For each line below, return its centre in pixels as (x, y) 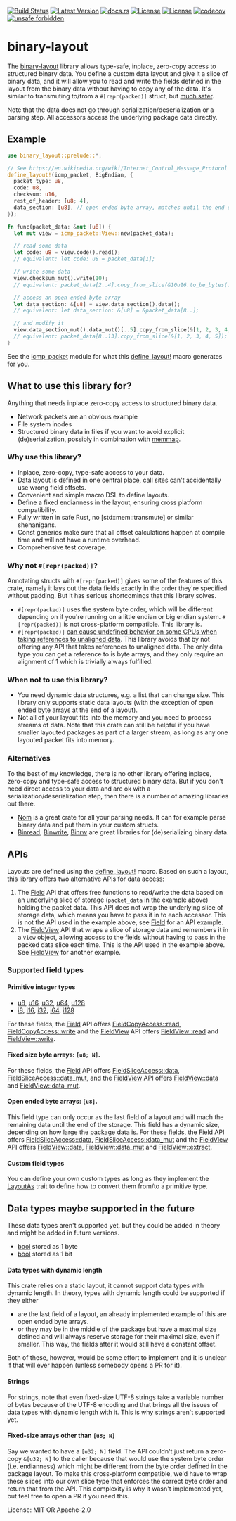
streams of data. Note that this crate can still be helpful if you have (114, 725)
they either (23, 1301)
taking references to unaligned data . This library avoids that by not (114, 639)
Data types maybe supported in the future (101, 1208)
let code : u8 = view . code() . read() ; (67, 253)
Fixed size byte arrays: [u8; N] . (54, 1055)
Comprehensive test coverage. (62, 547)
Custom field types (36, 1163)
